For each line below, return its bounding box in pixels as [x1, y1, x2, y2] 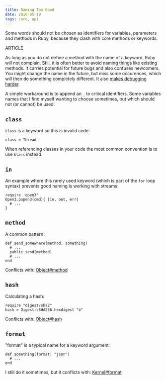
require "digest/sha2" [5, 303, 52, 308]
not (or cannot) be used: [5, 101, 55, 107]
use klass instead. [5, 151, 43, 157]
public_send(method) [9, 249, 52, 254]
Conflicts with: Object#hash [5, 316, 62, 322]
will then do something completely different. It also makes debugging [5, 76, 147, 82]
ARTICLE [5, 45, 24, 51]
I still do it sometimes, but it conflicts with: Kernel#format [5, 369, 122, 376]
